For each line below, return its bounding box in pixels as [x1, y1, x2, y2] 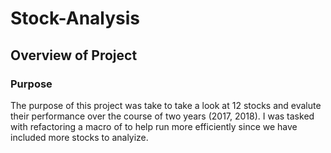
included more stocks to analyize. [10, 131, 149, 143]
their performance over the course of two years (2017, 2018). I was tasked [10, 110, 315, 122]
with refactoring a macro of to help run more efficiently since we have [10, 120, 298, 132]
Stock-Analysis [10, 7, 141, 30]
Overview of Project [10, 47, 138, 64]
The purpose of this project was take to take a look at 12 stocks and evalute [10, 99, 322, 111]
